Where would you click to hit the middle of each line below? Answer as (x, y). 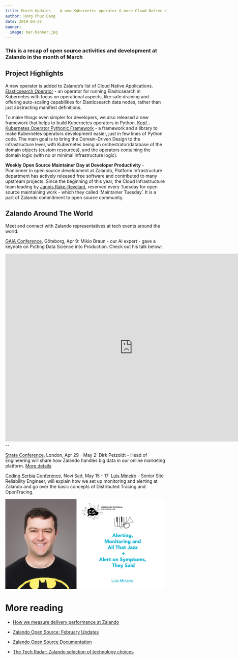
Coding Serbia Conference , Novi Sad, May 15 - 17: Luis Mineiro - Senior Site (84, 476)
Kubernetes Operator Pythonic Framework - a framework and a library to (81, 128)
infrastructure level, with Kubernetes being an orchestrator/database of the (84, 144)
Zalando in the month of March (44, 57)
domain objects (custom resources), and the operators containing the (78, 150)
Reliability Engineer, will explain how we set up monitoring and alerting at (81, 481)
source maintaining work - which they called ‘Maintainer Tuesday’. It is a (81, 192)
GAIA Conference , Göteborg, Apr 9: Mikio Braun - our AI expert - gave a (81, 241)
